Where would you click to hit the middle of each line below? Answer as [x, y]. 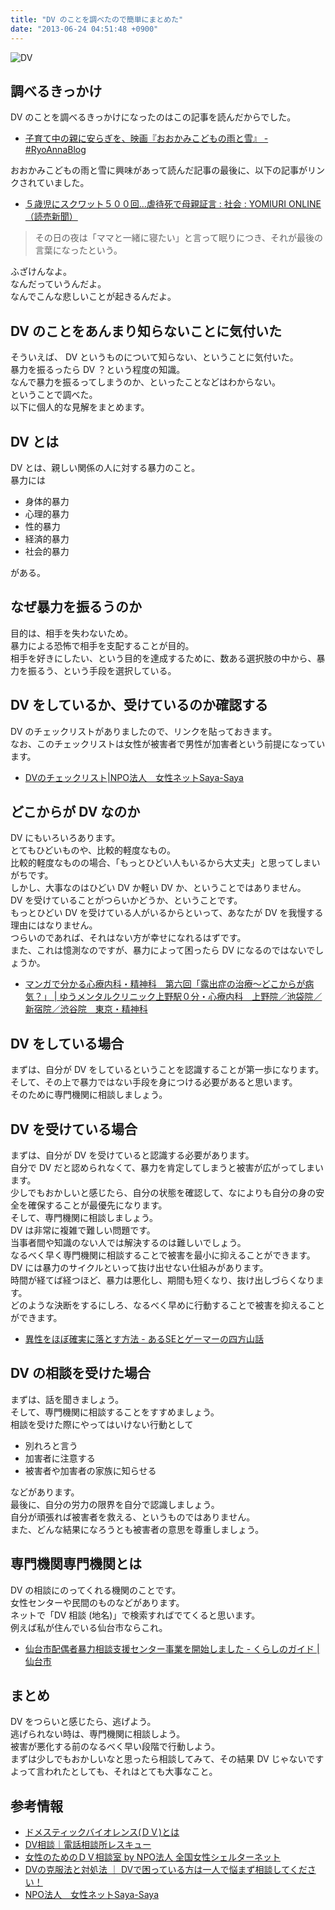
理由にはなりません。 [54, 925]
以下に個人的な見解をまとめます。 [80, 407]
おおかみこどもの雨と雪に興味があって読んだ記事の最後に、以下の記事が [159, 170]
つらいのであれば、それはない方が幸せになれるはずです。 [128, 938]
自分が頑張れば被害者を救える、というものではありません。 [133, 1517]
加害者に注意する [60, 1458]
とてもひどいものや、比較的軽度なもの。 [93, 850]
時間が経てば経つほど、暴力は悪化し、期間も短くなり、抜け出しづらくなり [163, 1280]
